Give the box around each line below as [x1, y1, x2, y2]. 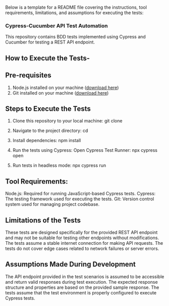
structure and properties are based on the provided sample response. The [5, 284, 159, 290]
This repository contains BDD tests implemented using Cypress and [5, 34, 146, 40]
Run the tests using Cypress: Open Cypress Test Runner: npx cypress [12, 147, 158, 153]
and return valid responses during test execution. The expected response [5, 279, 158, 285]
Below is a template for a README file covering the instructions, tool [5, 5, 147, 10]
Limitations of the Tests [5, 216, 81, 225]
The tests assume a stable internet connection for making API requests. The [5, 240, 163, 246]
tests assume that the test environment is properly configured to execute [5, 289, 157, 295]
